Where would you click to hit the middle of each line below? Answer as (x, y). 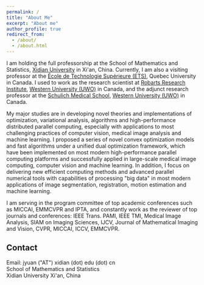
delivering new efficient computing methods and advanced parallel (90, 171)
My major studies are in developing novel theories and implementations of (99, 114)
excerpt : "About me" (33, 23)
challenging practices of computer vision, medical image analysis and (94, 133)
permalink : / (23, 12)
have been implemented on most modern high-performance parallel (91, 152)
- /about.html (30, 46)
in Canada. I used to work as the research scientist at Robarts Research (96, 82)
